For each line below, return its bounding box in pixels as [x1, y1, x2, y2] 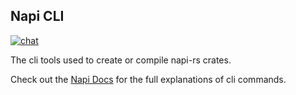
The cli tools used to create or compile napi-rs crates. [10, 54, 232, 66]
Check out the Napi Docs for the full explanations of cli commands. [10, 73, 287, 85]
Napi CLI [10, 8, 65, 25]
